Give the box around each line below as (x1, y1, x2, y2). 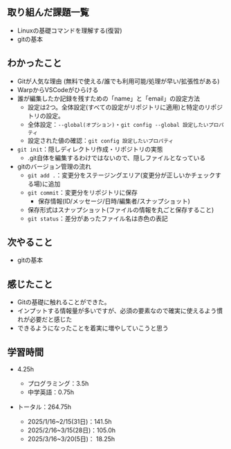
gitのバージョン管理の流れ (17, 162, 92, 170)
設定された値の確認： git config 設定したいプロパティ (27, 136, 174, 144)
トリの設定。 (27, 112, 64, 120)
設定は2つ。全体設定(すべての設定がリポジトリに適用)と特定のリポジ (27, 103, 223, 111)
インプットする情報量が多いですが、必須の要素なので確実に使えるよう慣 (17, 307, 223, 315)
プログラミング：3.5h (27, 380, 89, 388)
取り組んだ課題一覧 (7, 6, 89, 19)
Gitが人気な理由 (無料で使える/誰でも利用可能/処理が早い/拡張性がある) (17, 77, 220, 85)
